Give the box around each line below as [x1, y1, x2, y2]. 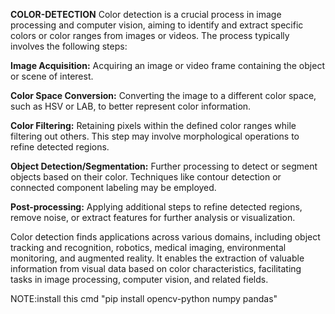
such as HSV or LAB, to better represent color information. [10, 100, 252, 112]
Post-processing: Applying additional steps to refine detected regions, [10, 201, 303, 213]
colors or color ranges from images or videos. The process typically [10, 30, 290, 41]
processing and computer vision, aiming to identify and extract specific [10, 19, 304, 31]
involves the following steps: [10, 40, 128, 52]
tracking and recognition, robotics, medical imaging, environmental [10, 242, 287, 253]
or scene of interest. [10, 70, 94, 82]
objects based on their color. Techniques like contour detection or [10, 171, 282, 183]
